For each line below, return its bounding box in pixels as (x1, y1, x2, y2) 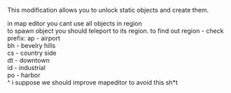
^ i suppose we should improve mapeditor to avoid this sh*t (7, 78, 178, 86)
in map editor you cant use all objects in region (7, 19, 142, 27)
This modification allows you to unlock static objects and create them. (7, 6, 209, 14)
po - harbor (7, 71, 41, 79)
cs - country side (7, 49, 57, 57)
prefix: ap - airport (7, 34, 61, 42)
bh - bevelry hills (7, 42, 56, 49)
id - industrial (7, 64, 45, 71)
